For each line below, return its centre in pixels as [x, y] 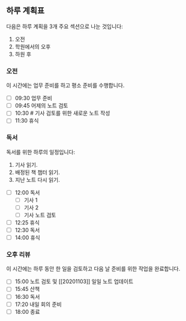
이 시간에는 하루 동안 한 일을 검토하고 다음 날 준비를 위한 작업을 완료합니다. [93, 269]
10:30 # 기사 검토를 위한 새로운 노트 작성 [62, 113]
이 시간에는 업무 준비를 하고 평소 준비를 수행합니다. [65, 85]
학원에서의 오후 [33, 46]
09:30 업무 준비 [34, 98]
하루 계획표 [25, 11]
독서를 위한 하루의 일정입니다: [41, 152]
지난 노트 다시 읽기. [37, 179]
